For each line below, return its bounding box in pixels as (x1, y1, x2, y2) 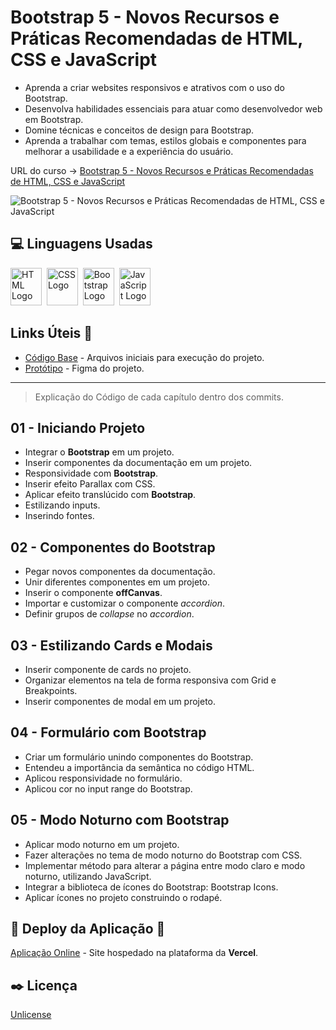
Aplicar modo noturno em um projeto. (24, 838, 180, 850)
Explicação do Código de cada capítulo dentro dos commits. (34, 391, 284, 403)
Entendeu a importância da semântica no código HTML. (24, 761, 255, 773)
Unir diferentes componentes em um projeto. (24, 576, 210, 588)
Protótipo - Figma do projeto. (24, 362, 145, 374)
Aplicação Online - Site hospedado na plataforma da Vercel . (10, 947, 259, 959)
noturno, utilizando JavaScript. (24, 870, 152, 882)
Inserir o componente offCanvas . (24, 587, 163, 599)
